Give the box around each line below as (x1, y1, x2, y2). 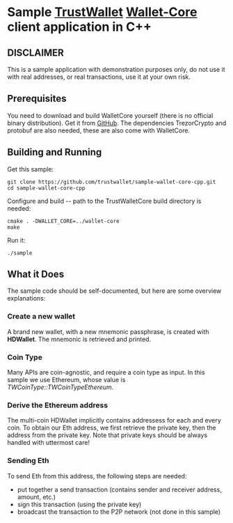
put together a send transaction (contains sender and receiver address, (17, 485, 223, 494)
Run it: (7, 236, 26, 244)
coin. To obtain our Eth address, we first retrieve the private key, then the (7, 423, 216, 432)
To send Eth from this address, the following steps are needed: (7, 471, 187, 480)
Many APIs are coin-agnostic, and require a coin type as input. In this (7, 368, 205, 377)
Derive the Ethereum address (7, 400, 109, 410)
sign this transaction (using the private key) (17, 500, 142, 508)
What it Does (7, 268, 65, 280)
